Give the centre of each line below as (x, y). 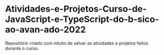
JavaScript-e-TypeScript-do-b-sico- (82, 19)
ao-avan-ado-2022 (45, 30)
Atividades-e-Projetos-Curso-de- (76, 9)
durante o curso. (22, 48)
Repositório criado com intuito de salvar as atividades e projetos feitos (77, 43)
